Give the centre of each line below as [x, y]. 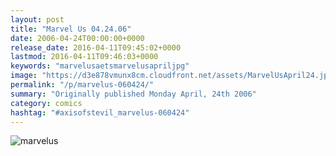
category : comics [46, 103]
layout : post [37, 19]
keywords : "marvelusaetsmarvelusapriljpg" [100, 66]
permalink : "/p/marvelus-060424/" [82, 85]
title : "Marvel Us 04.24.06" [71, 29]
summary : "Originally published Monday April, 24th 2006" [133, 94]
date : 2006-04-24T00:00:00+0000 [77, 38]
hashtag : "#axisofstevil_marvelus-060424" [100, 112]
